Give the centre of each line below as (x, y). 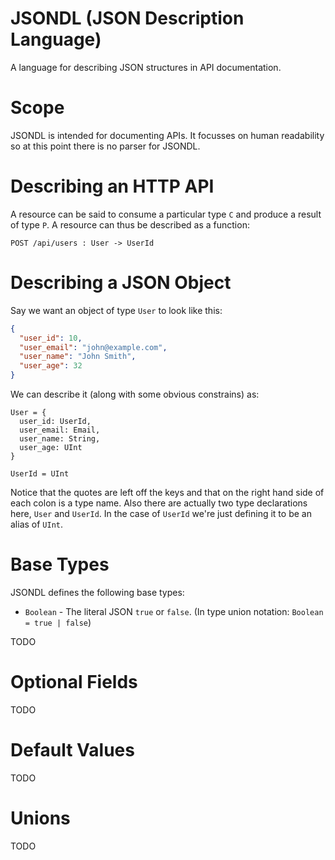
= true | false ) (58, 622)
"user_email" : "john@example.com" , (93, 347)
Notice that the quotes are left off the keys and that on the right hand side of (167, 492)
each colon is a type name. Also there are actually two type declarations (159, 503)
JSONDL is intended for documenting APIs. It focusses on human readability (167, 135)
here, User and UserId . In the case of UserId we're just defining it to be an (161, 513)
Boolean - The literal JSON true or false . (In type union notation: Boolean (174, 611)
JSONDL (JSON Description (127, 18)
